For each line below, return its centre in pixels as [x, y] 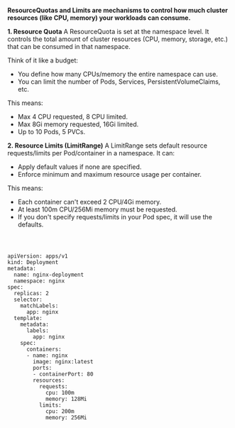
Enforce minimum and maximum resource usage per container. [110, 174]
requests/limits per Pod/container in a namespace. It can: [91, 153]
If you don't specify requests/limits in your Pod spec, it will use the [115, 217]
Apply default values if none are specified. [80, 167]
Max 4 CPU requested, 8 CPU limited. [72, 117]
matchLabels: [39, 306]
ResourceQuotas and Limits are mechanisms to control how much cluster [118, 10]
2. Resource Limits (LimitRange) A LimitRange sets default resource [108, 146]
